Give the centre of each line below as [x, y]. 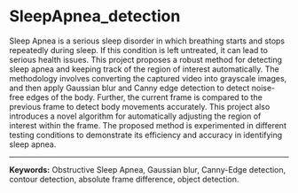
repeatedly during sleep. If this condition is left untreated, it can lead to [139, 50]
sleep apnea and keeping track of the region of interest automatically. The [144, 69]
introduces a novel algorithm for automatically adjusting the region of [135, 116]
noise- [263, 88]
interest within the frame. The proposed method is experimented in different [148, 125]
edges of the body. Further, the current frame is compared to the [145, 97]
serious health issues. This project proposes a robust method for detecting [145, 59]
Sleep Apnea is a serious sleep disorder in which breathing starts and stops [147, 41]
